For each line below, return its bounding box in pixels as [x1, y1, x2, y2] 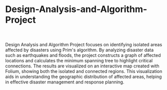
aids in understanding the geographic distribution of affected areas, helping [5, 73, 162, 79]
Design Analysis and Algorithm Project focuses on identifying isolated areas [5, 41, 162, 47]
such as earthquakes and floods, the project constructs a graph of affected [5, 52, 161, 58]
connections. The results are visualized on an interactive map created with [5, 63, 159, 69]
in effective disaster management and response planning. [5, 79, 125, 85]
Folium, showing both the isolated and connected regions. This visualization [5, 68, 162, 74]
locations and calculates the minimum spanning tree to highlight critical [5, 57, 153, 63]
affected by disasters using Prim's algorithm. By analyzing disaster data [5, 47, 154, 53]
